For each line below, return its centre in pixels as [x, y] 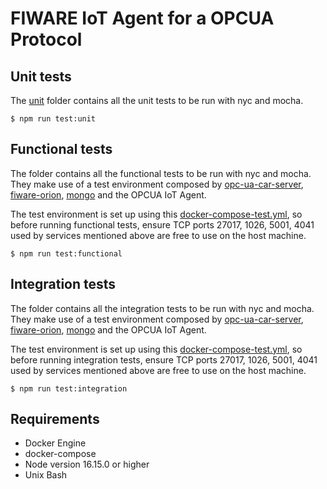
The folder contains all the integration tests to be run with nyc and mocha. [162, 308]
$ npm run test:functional [66, 253]
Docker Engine [55, 443]
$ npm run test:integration [69, 388]
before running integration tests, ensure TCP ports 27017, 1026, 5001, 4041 [164, 359]
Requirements [55, 419]
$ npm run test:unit [53, 119]
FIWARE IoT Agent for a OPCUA [142, 18]
